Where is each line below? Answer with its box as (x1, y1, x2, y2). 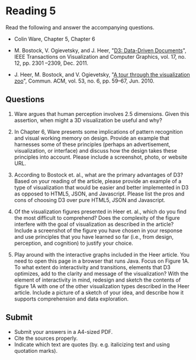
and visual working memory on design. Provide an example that (14, 134, 169, 141)
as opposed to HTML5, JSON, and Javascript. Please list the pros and (14, 190, 185, 197)
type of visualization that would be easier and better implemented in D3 (14, 184, 189, 191)
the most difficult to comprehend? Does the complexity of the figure (14, 214, 180, 221)
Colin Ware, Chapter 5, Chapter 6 (14, 35, 95, 42)
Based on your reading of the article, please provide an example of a (14, 177, 182, 185)
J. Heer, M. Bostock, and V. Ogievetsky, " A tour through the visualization (14, 71, 190, 78)
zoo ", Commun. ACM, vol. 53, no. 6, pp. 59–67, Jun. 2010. (14, 77, 155, 84)
